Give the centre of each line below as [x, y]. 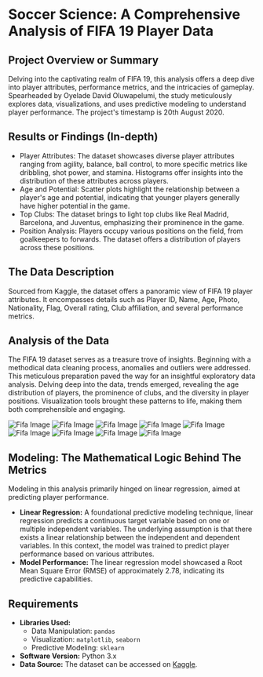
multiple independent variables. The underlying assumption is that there [136, 529]
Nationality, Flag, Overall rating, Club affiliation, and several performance [126, 308]
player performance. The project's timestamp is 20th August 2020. [117, 112]
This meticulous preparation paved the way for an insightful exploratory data [132, 376]
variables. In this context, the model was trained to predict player [124, 546]
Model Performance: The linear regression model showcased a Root [131, 562]
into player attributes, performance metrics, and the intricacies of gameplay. [131, 87]
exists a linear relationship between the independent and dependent [130, 537]
